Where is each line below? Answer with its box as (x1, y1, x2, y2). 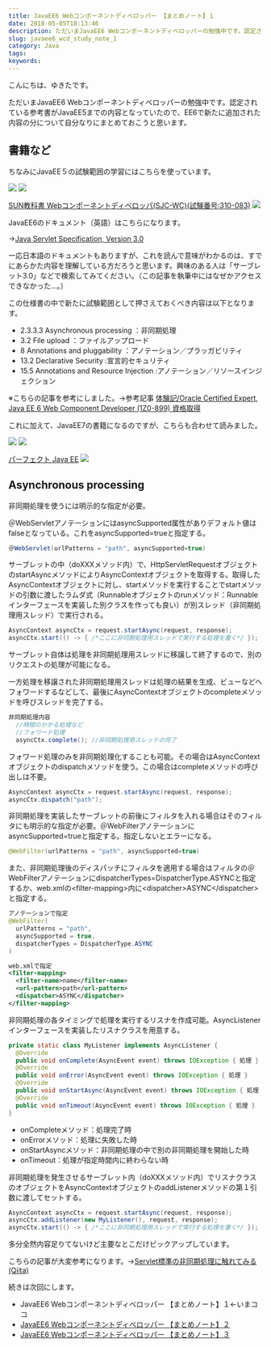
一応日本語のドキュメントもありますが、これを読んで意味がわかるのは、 (8, 250, 248, 260)
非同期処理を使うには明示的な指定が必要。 (8, 501, 150, 510)
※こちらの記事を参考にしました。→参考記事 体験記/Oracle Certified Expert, (8, 393, 258, 403)
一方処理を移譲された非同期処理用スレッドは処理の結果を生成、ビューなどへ (8, 677, 263, 687)
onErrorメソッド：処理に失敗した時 (19, 1134, 138, 1145)
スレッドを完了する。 (35, 697, 107, 707)
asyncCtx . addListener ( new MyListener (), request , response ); (8, 1216, 219, 1224)
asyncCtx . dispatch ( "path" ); (8, 795, 103, 803)
